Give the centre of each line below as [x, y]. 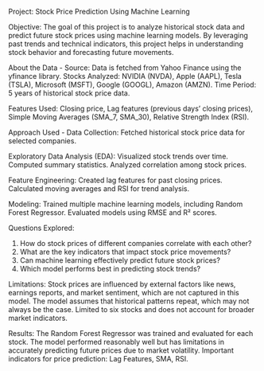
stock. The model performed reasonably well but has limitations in [116, 342]
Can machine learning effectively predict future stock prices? [120, 260]
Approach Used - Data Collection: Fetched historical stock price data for [126, 132]
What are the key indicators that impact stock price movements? [125, 252]
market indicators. [38, 318]
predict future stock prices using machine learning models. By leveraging [128, 35]
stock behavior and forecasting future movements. [91, 52]
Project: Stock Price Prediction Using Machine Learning [99, 12]
